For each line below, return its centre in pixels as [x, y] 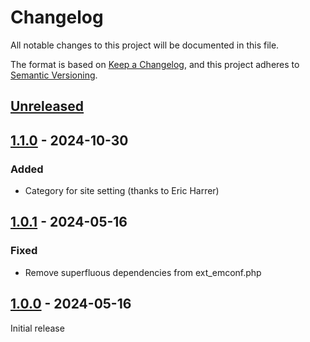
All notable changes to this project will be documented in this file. [145, 45]
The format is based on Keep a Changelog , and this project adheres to [155, 64]
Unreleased [47, 106]
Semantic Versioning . [54, 75]
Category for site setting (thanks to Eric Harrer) [122, 191]
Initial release [37, 328]
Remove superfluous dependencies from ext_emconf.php [143, 272]
